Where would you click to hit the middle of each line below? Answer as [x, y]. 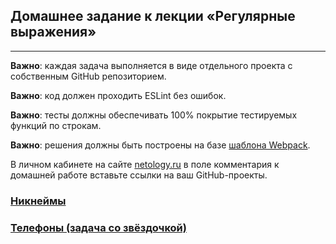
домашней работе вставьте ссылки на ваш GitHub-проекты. [139, 175]
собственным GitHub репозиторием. [88, 76]
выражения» [53, 32]
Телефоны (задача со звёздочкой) [98, 227]
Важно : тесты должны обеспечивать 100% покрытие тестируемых [154, 115]
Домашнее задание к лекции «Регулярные [153, 16]
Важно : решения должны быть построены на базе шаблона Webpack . [160, 145]
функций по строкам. [56, 125]
